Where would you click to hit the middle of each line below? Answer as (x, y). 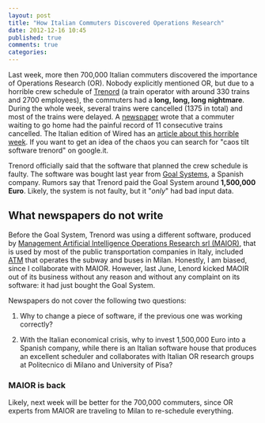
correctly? (36, 324)
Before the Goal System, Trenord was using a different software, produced (130, 235)
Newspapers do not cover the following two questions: (97, 300)
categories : (28, 52)
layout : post (30, 15)
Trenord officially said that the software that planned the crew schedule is (128, 166)
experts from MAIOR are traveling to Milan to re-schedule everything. (121, 411)
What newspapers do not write (86, 215)
